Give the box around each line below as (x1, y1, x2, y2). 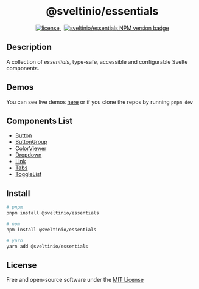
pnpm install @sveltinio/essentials (6, 210, 99, 216)
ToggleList (15, 171, 42, 178)
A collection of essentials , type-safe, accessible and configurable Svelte (6, 58, 188, 65)
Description (6, 42, 52, 52)
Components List (6, 115, 73, 126)
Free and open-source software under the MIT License (6, 276, 144, 284)
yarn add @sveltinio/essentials (6, 243, 88, 250)
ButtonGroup (15, 138, 47, 146)
